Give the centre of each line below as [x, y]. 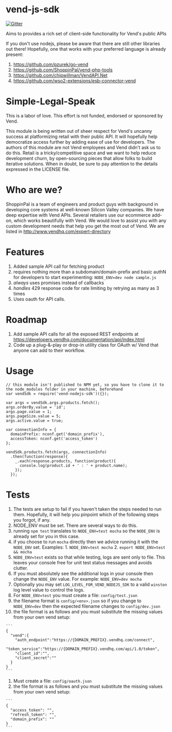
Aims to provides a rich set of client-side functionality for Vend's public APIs [86, 33]
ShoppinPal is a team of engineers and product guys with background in [82, 204]
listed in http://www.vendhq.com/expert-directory [58, 231]
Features [25, 252]
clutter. [21, 568]
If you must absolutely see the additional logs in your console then [83, 573]
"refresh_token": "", [34, 715]
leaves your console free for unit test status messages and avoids [83, 562]
